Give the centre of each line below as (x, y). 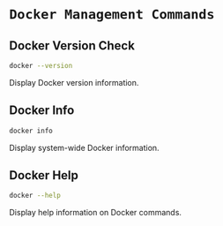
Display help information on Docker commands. (96, 213)
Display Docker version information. (74, 82)
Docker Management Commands (112, 15)
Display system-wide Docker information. (85, 147)
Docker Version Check (72, 45)
